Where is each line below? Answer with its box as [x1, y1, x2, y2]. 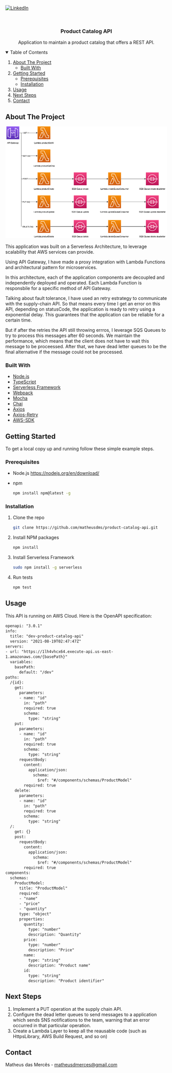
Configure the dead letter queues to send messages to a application [12, 1011, 157, 1017]
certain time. [5, 317, 32, 323]
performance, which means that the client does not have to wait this [5, 337, 149, 344]
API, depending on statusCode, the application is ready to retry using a [5, 306, 156, 312]
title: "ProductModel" [18, 885, 68, 891]
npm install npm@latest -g [12, 491, 71, 496]
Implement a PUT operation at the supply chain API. [12, 1006, 122, 1012]
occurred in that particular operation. [12, 1022, 91, 1028]
